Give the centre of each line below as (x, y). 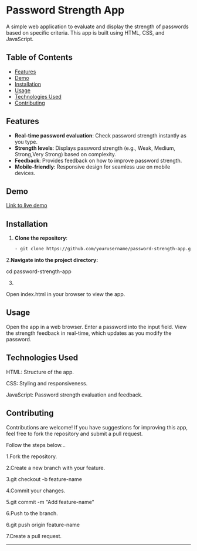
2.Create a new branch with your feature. (56, 468)
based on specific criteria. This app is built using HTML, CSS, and (86, 32)
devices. (25, 173)
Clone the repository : (41, 238)
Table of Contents (40, 57)
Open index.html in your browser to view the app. (66, 294)
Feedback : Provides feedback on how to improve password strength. (98, 160)
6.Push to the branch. (32, 513)
